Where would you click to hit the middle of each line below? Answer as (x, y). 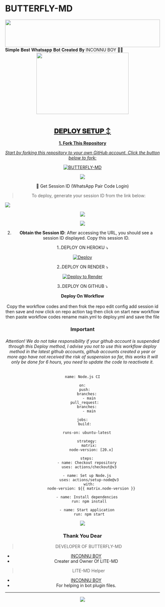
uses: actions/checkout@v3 (89, 467)
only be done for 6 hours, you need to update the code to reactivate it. (82, 362)
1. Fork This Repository (82, 143)
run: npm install (89, 501)
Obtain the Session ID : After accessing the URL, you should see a (86, 233)
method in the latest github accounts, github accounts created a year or (82, 352)
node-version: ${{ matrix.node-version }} (91, 488)
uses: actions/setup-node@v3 (89, 480)
